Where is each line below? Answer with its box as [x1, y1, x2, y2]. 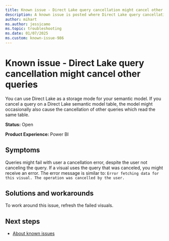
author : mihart [5, 17, 37, 22]
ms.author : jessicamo [5, 21, 51, 27]
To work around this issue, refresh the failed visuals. [5, 203, 114, 209]
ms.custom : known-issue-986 [5, 36, 64, 41]
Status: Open [5, 121, 34, 127]
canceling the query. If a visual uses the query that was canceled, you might [5, 165, 163, 171]
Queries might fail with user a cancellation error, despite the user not [5, 159, 147, 165]
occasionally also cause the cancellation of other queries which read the [5, 106, 156, 112]
